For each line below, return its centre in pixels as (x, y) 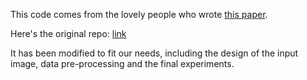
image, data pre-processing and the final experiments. (122, 63)
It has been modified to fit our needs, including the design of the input (154, 53)
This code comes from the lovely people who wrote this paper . (139, 14)
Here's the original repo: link (68, 33)
